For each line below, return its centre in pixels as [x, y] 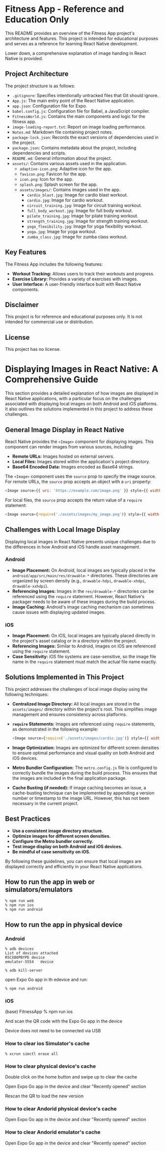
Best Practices [28, 819]
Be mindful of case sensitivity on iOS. [51, 851]
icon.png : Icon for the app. [46, 179]
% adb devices [20, 949]
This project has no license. [33, 349]
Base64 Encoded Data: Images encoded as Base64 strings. [73, 467]
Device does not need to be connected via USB [53, 1031]
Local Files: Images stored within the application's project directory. [81, 461]
